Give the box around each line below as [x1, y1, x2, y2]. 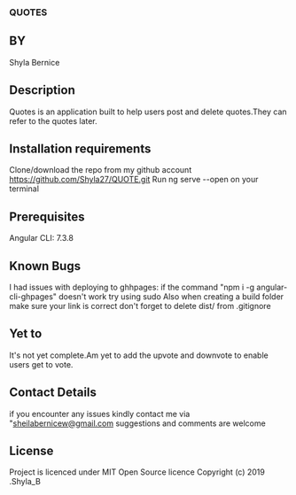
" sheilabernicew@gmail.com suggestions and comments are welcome [9, 418, 266, 429]
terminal [9, 183, 40, 194]
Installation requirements [9, 141, 152, 156]
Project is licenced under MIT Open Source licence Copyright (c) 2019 [9, 467, 266, 477]
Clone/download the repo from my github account [9, 165, 192, 175]
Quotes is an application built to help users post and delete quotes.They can [9, 106, 287, 117]
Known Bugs [9, 259, 82, 274]
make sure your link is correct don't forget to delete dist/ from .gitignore [9, 300, 272, 311]
